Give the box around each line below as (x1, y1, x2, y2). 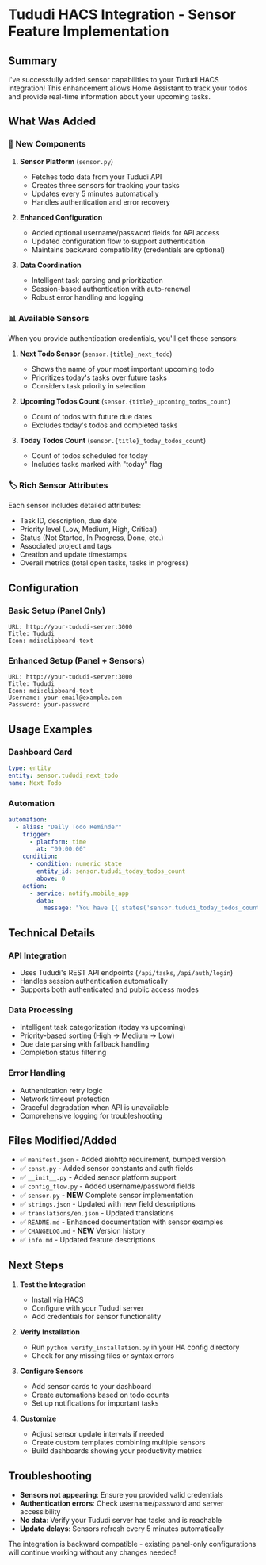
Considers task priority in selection (31, 381, 146, 390)
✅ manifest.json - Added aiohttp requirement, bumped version (19, 1155, 226, 1165)
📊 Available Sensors (8, 312, 89, 323)
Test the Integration (19, 1280, 86, 1289)
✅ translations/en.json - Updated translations (19, 1208, 174, 1218)
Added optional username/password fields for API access (31, 228, 220, 237)
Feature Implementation (8, 22, 169, 40)
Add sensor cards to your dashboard (31, 1382, 152, 1391)
